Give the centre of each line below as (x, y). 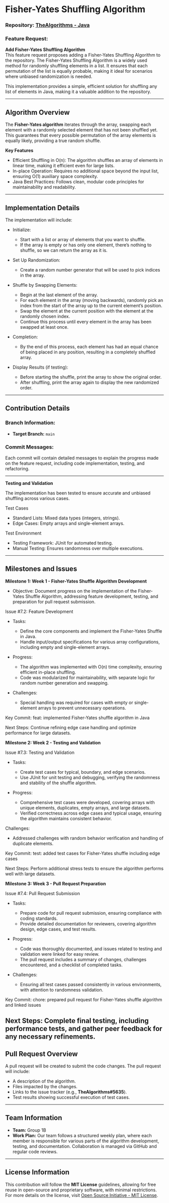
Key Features (19, 151)
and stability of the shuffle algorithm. (58, 783)
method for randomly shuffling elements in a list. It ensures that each (76, 66)
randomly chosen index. (45, 317)
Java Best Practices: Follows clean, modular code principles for (78, 182)
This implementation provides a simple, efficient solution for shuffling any (81, 86)
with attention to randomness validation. (62, 990)
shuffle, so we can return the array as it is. (64, 250)
